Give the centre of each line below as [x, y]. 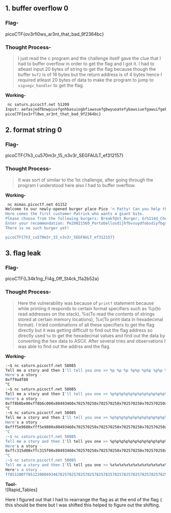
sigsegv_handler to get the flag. [51, 85]
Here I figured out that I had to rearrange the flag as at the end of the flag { [84, 499]
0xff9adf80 [17, 380]
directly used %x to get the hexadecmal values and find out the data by [91, 335]
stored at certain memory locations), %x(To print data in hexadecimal [90, 319]
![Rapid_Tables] [21, 490]
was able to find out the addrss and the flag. [64, 346]
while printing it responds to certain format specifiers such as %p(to [89, 308]
